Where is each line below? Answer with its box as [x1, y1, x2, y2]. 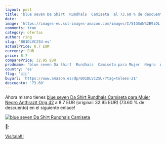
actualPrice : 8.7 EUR [5, 44, 50, 49]
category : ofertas [5, 30, 43, 35]
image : [5, 21, 19, 26]
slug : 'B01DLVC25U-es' [5, 39, 52, 44]
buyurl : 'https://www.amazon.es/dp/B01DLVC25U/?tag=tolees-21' [5, 76, 138, 81]
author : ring [5, 35, 32, 40]
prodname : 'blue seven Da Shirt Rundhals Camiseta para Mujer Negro [5, 62, 156, 67]
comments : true [5, 26, 37, 31]
